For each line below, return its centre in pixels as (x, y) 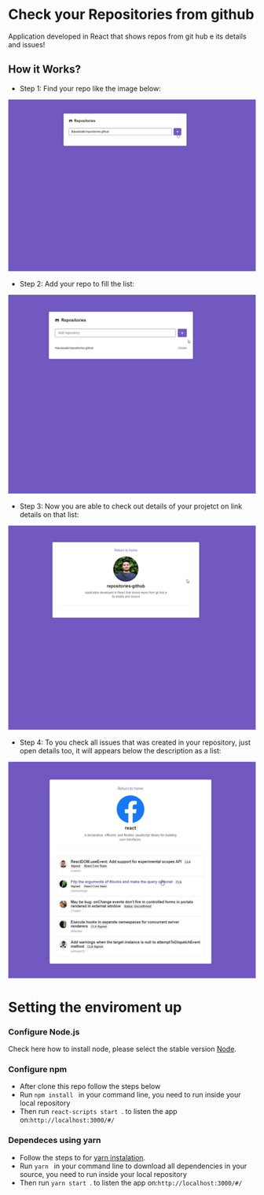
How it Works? (44, 70)
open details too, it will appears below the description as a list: (120, 751)
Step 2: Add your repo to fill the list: (77, 283)
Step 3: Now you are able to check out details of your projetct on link (130, 506)
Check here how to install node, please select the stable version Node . (123, 1049)
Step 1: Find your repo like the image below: (90, 88)
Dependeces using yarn (55, 1141)
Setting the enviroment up (95, 1007)
